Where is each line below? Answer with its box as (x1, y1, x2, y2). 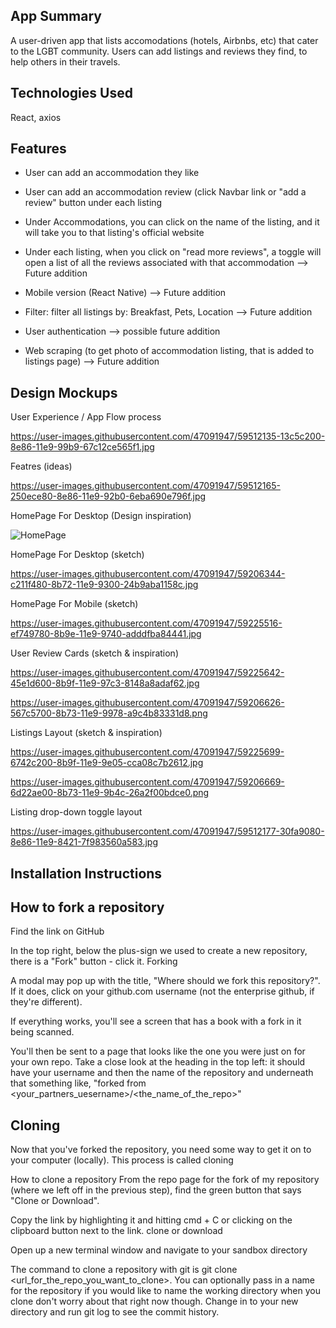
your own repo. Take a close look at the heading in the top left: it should (10, 1056, 306, 1068)
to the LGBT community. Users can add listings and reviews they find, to (10, 45, 308, 57)
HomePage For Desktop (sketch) (10, 549, 145, 561)
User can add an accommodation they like (24, 167, 200, 179)
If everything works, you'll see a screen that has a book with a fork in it (10, 1015, 302, 1028)
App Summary (10, 8, 102, 25)
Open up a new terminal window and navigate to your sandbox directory (10, 1244, 308, 1256)
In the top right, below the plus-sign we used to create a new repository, (10, 945, 308, 957)
